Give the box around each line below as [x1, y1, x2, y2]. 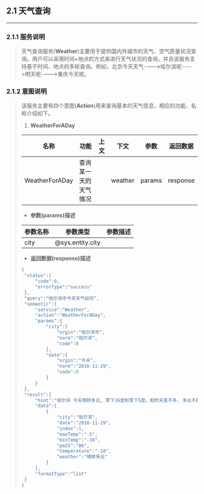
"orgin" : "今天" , [56, 358, 96, 364]
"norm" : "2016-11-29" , [56, 363, 112, 370]
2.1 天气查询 [6, 5, 51, 16]
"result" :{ [24, 392, 52, 398]
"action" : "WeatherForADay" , [35, 312, 106, 319]
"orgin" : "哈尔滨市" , [56, 330, 105, 336]
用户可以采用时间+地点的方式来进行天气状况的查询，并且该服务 [32, 55, 190, 63]
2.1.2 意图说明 [6, 87, 47, 96]
